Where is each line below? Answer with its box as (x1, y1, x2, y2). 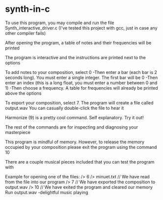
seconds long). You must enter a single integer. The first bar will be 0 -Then (5, 74, 158, 80)
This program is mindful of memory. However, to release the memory (5, 139, 145, 145)
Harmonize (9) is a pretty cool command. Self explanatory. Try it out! (5, 114, 144, 120)
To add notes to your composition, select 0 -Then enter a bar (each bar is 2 (5, 69, 157, 75)
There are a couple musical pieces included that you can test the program (5, 159, 155, 165)
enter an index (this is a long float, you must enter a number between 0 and (5, 80, 158, 86)
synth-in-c (5, 3, 50, 15)
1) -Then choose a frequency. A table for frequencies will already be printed (5, 85, 158, 91)
